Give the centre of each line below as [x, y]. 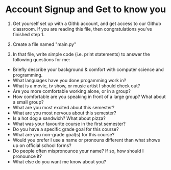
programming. [28, 75]
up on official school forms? [42, 145]
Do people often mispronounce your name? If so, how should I [78, 151]
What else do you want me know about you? [59, 161]
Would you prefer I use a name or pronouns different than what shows [86, 140]
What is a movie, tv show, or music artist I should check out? [76, 86]
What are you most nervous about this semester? [64, 113]
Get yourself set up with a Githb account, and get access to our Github [87, 23]
